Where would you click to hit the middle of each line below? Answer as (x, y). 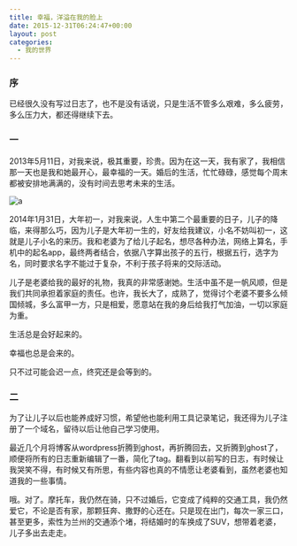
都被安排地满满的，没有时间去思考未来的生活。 (94, 183)
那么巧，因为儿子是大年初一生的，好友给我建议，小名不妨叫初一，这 (164, 230)
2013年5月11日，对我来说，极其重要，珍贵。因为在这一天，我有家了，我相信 (147, 161)
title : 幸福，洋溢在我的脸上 (56, 17)
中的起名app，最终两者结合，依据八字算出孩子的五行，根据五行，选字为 (148, 252)
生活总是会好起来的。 (48, 334)
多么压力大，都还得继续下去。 (63, 115)
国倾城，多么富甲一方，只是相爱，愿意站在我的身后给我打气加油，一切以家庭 (148, 304)
